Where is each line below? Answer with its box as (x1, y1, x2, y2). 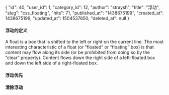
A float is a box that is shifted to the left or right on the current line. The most (5, 39, 164, 45)
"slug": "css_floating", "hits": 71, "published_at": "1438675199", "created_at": (5, 10, 164, 16)
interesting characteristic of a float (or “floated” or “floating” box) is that (5, 44, 154, 50)
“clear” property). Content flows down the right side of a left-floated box (5, 54, 155, 61)
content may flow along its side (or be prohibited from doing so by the (5, 49, 150, 55)
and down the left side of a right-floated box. (5, 60, 98, 66)
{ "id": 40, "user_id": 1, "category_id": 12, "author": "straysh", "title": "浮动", (5, 4, 160, 10)
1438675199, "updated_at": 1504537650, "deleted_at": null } (5, 15, 130, 21)
